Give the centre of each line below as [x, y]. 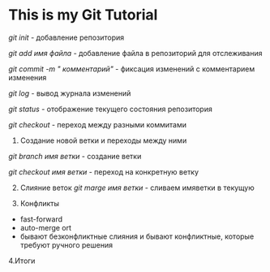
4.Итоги [22, 261]
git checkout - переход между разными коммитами [97, 124]
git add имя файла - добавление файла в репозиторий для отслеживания [135, 53]
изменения [28, 77]
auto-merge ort [45, 227]
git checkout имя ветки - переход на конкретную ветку [104, 171]
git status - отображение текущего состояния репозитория [110, 109]
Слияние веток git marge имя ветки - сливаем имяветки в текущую [137, 188]
